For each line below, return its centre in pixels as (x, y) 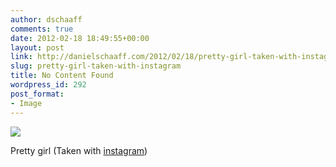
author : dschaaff (46, 19)
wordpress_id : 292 (48, 85)
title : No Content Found (62, 76)
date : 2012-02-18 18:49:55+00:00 (80, 38)
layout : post (37, 47)
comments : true (42, 29)
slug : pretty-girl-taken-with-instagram (96, 66)
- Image (26, 103)
